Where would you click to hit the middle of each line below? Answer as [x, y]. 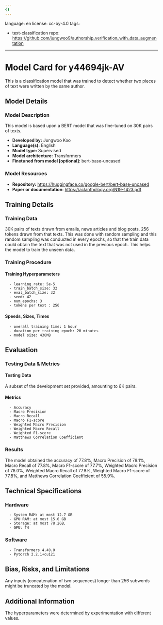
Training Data [21, 218]
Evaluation [21, 350]
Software [16, 540]
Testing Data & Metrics [32, 364]
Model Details [26, 101]
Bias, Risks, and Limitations [47, 569]
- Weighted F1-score [30, 433]
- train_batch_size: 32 [33, 288]
